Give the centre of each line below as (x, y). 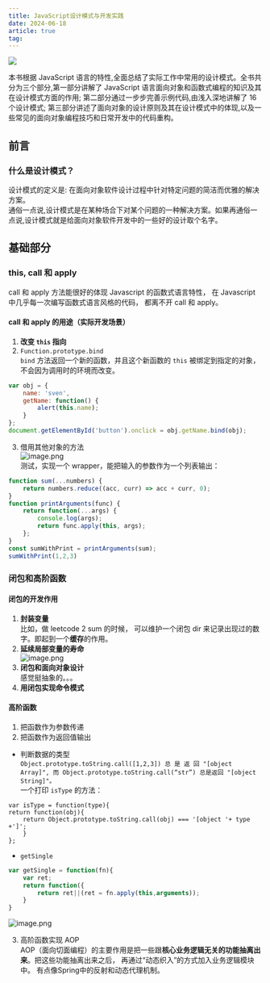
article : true (32, 31)
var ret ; (37, 878)
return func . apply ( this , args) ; (92, 526)
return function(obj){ (46, 812)
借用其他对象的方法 (52, 447)
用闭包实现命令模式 (52, 688)
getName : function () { (61, 400)
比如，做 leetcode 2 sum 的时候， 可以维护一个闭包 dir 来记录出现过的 (136, 628)
